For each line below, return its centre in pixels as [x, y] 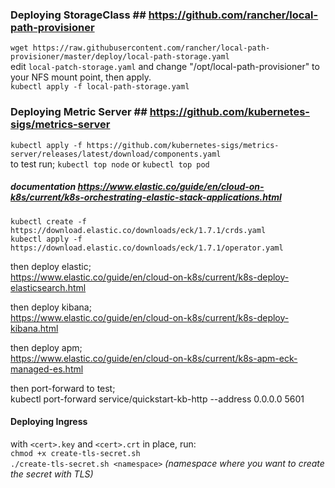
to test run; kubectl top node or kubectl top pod [110, 164]
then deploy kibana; [51, 307]
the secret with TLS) [52, 474]
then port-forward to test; [63, 388]
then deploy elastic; [51, 266]
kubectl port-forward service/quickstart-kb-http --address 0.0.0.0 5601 [157, 399]
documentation [43, 187]
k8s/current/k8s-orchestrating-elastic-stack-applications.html [146, 197]
